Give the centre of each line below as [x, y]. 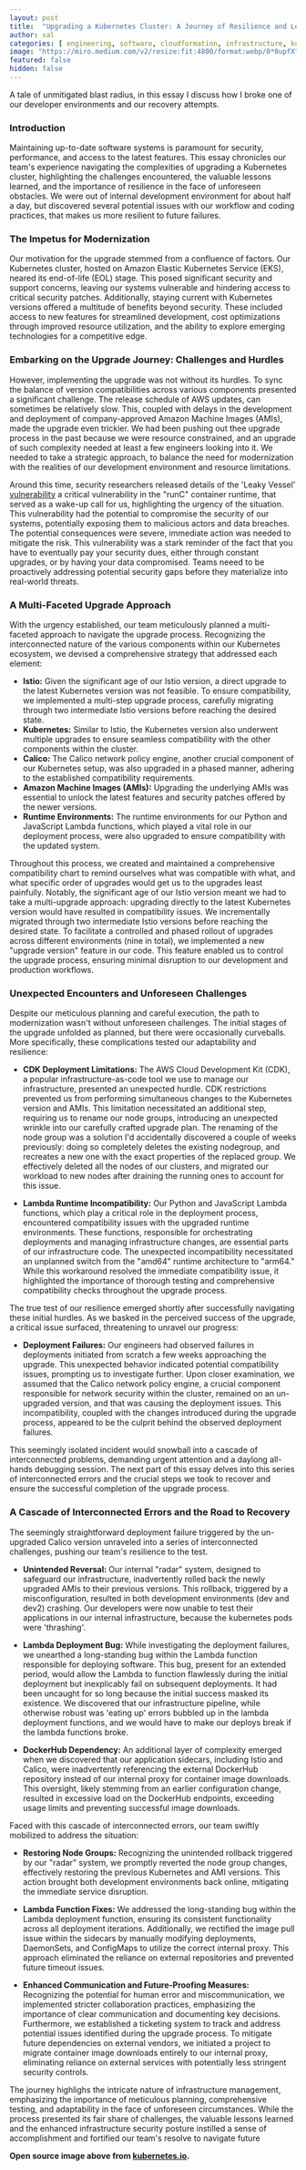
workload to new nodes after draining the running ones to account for [153, 1176]
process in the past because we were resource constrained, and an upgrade [153, 437]
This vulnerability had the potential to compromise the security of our [139, 513]
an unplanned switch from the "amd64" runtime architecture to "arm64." [158, 1262]
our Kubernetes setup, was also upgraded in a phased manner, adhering [158, 768]
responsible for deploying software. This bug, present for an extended [154, 1664]
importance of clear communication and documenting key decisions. [151, 2013]
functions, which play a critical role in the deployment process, [140, 1213]
